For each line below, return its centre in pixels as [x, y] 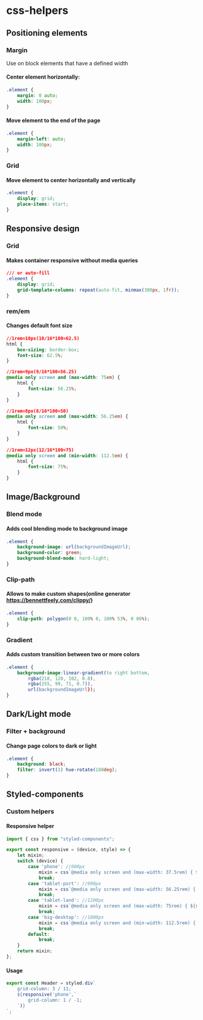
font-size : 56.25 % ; [53, 389]
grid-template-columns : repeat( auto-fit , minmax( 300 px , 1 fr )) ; [98, 290]
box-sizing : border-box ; [48, 350]
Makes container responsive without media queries [72, 260]
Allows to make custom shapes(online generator [69, 594]
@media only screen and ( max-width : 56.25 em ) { [67, 416]
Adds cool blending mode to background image [67, 528]
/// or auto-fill [28, 273]
